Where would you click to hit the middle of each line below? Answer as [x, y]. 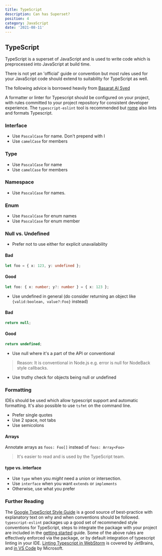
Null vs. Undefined [27, 234]
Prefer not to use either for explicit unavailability [60, 244]
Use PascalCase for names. [39, 193]
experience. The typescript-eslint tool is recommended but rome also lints [81, 108]
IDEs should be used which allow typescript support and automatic [72, 401]
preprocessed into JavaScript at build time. [48, 64]
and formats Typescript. [29, 113]
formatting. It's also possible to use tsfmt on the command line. [68, 405]
